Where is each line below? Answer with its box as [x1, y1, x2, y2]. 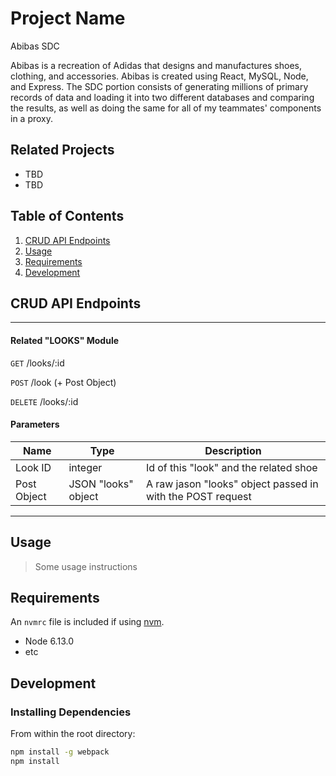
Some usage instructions [34, 560, 138, 572]
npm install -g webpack [10, 747, 110, 757]
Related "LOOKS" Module [10, 334, 120, 346]
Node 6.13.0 [24, 635, 74, 647]
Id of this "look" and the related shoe [145, 460, 318, 474]
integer [68, 460, 103, 474]
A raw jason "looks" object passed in [145, 477, 319, 491]
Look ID [15, 460, 52, 474]
